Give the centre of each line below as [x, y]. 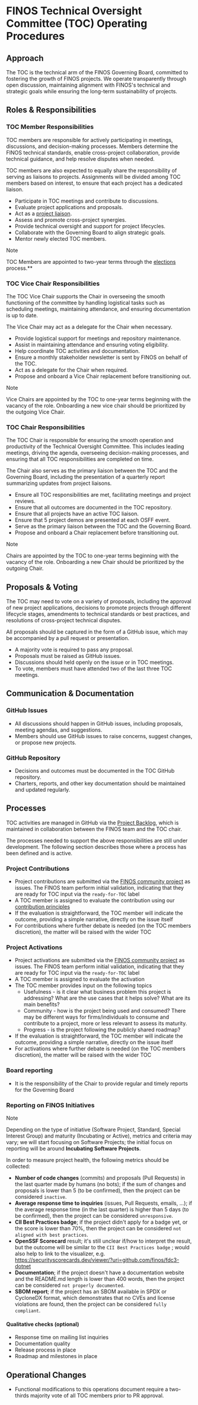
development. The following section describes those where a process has [96, 847]
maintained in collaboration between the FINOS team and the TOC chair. [94, 829]
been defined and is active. [39, 853]
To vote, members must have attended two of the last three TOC [93, 669]
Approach [25, 58]
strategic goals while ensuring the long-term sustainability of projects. [92, 91]
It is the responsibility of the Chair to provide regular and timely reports [101, 1083]
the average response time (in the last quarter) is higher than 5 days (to [102, 1209]
